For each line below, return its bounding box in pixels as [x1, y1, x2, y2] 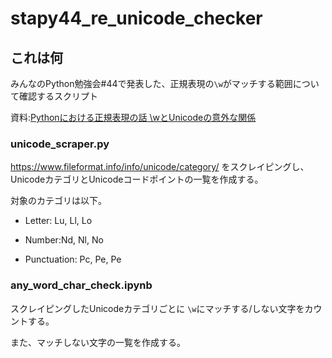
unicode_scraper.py [10, 137, 110, 151]
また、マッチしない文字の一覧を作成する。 [10, 336, 186, 348]
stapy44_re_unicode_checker [10, 7, 263, 30]
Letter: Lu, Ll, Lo [24, 215, 93, 227]
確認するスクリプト [18, 90, 98, 102]
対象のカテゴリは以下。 [10, 195, 107, 207]
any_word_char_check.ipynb [10, 278, 153, 292]
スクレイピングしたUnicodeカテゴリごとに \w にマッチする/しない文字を [10, 302, 305, 314]
